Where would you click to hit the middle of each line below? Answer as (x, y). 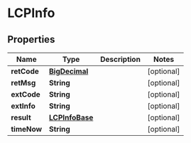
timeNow (27, 129)
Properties (31, 39)
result (21, 117)
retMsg (23, 83)
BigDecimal (69, 71)
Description (120, 59)
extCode (26, 94)
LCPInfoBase (71, 117)
